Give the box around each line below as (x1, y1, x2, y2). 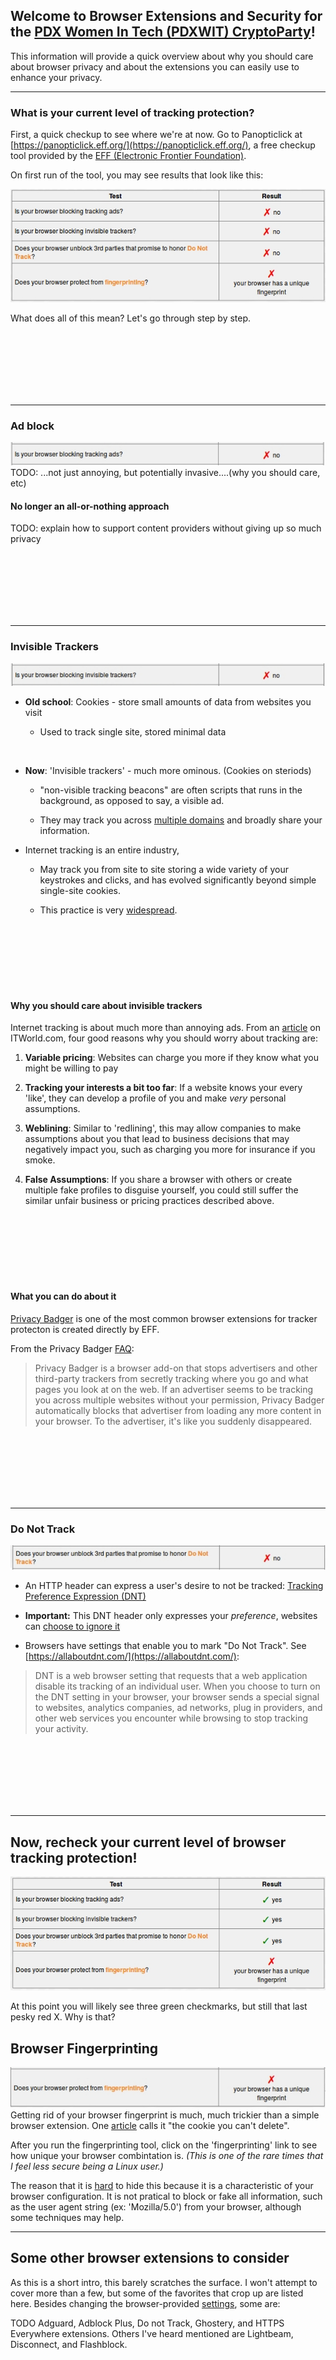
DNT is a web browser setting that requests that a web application (34, 1670, 308, 1682)
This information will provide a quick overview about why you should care (10, 50, 314, 62)
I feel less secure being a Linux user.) (10, 2160, 164, 2172)
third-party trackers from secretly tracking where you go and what (34, 1372, 309, 1384)
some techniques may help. (10, 2211, 125, 2223)
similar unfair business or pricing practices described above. (24, 1195, 275, 1207)
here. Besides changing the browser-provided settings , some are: (10, 2297, 281, 2309)
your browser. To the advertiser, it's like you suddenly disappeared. (34, 1415, 313, 1427)
